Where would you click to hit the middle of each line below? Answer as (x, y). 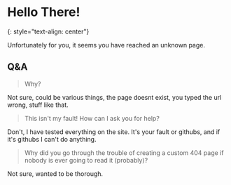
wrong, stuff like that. (38, 105)
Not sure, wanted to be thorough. (55, 173)
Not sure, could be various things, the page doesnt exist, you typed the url (114, 97)
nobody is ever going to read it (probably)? (86, 160)
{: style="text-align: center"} (48, 31)
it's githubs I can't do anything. (52, 139)
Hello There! (44, 12)
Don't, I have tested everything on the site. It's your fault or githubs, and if (114, 132)
